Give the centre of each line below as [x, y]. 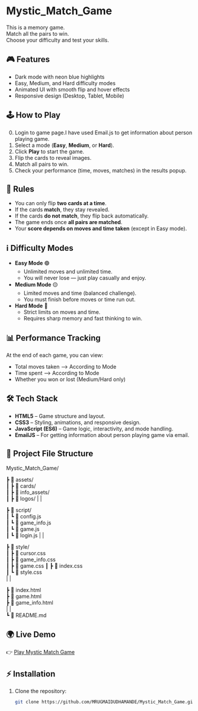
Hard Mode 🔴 [31, 306]
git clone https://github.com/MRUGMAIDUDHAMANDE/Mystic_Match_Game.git [105, 702]
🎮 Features [28, 60]
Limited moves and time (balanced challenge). [80, 293]
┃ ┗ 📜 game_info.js [29, 523]
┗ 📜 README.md [26, 615]
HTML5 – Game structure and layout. [60, 416]
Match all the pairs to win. [38, 33]
